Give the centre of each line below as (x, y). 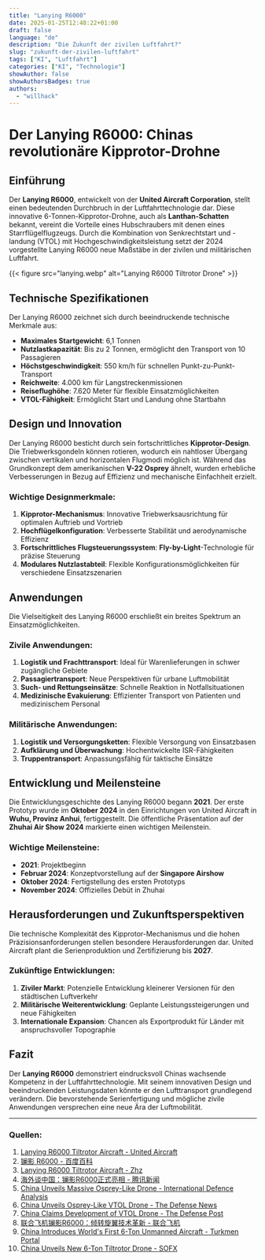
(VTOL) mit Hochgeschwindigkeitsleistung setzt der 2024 (130, 242)
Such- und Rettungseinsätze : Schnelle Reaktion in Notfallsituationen (132, 687)
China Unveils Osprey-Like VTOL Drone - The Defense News (119, 1205)
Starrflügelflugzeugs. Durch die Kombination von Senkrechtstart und (120, 233)
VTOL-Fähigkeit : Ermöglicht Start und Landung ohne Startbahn (123, 399)
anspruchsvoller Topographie (68, 1029)
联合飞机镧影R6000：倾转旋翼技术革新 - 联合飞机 (100, 1222)
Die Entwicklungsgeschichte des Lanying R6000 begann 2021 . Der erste (127, 802)
